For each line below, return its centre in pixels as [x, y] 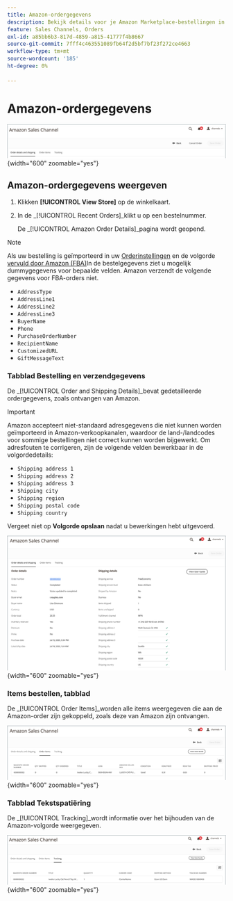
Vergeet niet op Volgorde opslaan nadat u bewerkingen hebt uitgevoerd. [111, 526]
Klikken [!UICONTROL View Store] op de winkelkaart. [94, 202]
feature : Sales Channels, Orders [55, 29]
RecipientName [37, 344]
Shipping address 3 [45, 484]
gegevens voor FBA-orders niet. [53, 278]
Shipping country [42, 513]
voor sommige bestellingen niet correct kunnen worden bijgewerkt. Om [109, 440]
